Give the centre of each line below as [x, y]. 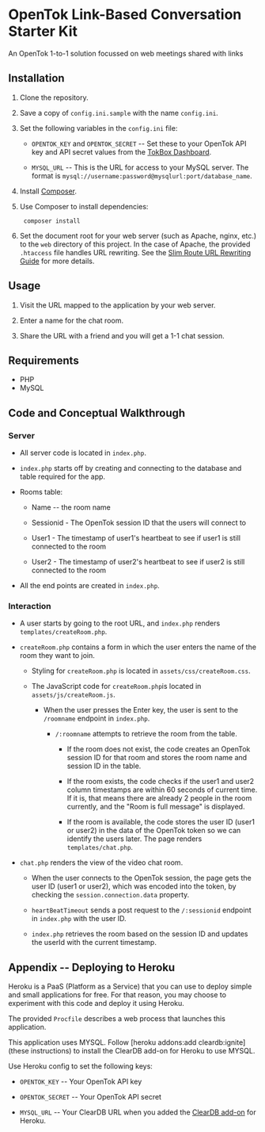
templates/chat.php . [100, 847]
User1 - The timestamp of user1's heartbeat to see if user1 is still [136, 538]
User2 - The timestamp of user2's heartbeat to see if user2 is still [138, 562]
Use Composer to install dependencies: [84, 206]
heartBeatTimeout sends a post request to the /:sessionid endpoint [141, 910]
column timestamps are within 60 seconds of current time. [162, 790]
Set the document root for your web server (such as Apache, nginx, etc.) [138, 235]
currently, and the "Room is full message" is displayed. [156, 807]
